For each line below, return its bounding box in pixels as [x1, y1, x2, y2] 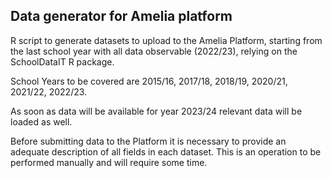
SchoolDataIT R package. [10, 55, 115, 68]
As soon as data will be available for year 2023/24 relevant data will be [10, 105, 303, 117]
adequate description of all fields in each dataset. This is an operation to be [10, 145, 322, 158]
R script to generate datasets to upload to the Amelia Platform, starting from [10, 34, 323, 46]
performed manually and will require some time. [10, 156, 208, 168]
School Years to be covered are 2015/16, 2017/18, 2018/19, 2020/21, [10, 75, 288, 87]
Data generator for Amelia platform [10, 8, 233, 25]
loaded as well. [10, 115, 73, 128]
